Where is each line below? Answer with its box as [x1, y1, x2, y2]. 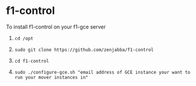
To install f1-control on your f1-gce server [6, 23, 106, 30]
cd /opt [14, 35, 33, 41]
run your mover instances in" [14, 74, 89, 80]
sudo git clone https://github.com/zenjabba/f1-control [14, 46, 154, 53]
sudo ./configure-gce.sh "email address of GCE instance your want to [14, 69, 191, 75]
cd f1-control [14, 58, 49, 64]
